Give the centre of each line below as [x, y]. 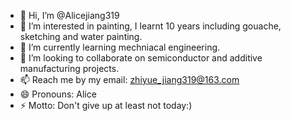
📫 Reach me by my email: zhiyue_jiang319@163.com [129, 79]
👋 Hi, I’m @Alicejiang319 [69, 15]
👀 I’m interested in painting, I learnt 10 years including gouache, [150, 26]
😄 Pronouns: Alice [58, 94]
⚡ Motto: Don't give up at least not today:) [106, 105]
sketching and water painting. [81, 36]
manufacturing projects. [69, 68]
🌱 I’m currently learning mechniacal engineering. [120, 47]
